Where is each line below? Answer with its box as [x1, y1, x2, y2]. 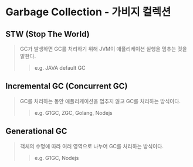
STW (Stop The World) [5, 29, 90, 39]
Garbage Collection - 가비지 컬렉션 [5, 5, 171, 19]
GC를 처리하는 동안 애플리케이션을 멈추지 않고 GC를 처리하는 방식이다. [19, 97, 181, 104]
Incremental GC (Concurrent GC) [5, 81, 128, 91]
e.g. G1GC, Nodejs [34, 154, 79, 161]
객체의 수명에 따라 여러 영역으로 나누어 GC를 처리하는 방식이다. [19, 142, 164, 149]
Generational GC [5, 127, 67, 137]
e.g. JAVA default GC [34, 64, 86, 71]
